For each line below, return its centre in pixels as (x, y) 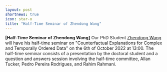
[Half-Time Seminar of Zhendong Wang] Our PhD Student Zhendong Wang (83, 38)
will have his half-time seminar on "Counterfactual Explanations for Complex (84, 43)
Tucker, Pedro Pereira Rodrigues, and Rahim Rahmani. (61, 64)
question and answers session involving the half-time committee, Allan (78, 59)
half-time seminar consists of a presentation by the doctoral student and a (81, 54)
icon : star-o (19, 19)
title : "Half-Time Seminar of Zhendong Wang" (53, 24)
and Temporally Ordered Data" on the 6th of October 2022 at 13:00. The (79, 48)
